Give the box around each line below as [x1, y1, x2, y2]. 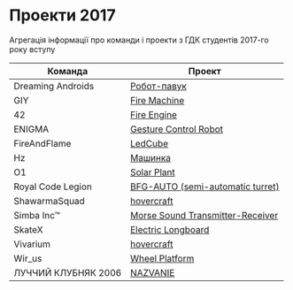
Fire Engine [129, 108, 177, 120]
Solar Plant [129, 165, 175, 178]
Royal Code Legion [13, 180, 93, 193]
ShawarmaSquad [13, 195, 86, 207]
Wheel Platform [129, 252, 195, 264]
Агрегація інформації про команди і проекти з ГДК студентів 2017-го [9, 34, 269, 45]
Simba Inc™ [13, 209, 60, 221]
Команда [47, 65, 89, 77]
